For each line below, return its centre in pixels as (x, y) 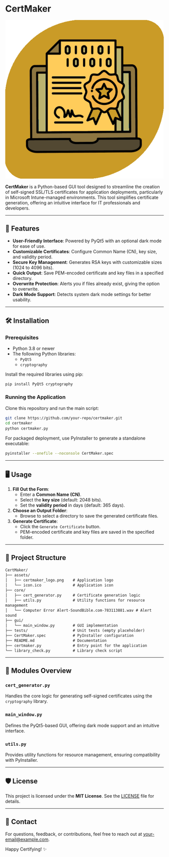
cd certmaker (19, 423)
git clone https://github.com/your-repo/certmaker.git (64, 418)
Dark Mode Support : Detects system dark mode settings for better (82, 294)
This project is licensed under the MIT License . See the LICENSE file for (80, 796)
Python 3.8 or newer (34, 348)
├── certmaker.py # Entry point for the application (76, 646)
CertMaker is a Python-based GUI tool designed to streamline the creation (82, 186)
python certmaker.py (27, 428)
